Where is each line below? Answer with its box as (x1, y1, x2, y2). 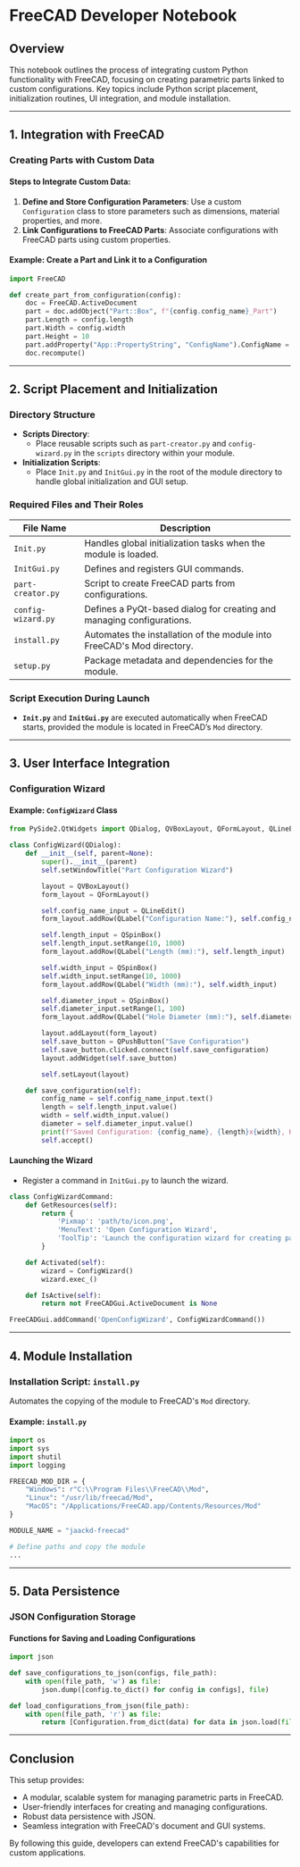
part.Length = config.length (25, 315, 134, 324)
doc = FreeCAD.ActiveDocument (25, 298, 138, 308)
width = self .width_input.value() (41, 1111, 170, 1120)
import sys (9, 1444, 50, 1453)
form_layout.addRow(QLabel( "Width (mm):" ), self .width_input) (41, 980, 278, 989)
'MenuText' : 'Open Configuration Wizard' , (56, 1226, 218, 1235)
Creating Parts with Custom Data (9, 154, 154, 166)
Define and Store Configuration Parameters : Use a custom (21, 196, 242, 206)
